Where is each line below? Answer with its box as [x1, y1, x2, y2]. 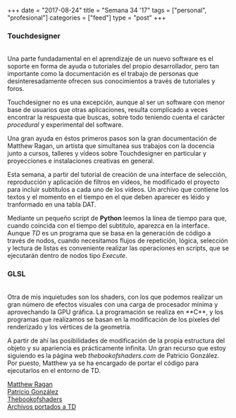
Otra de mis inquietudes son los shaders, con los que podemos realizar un [7, 293, 223, 301]
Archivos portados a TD [7, 402, 76, 411]
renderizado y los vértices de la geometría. [7, 322, 132, 331]
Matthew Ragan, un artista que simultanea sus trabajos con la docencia [7, 142, 215, 150]
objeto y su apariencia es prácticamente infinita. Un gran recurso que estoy [7, 343, 227, 352]
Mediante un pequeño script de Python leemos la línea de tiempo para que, [7, 214, 227, 223]
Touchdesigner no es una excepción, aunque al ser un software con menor [7, 98, 225, 106]
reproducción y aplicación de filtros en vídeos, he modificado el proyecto [7, 178, 220, 186]
